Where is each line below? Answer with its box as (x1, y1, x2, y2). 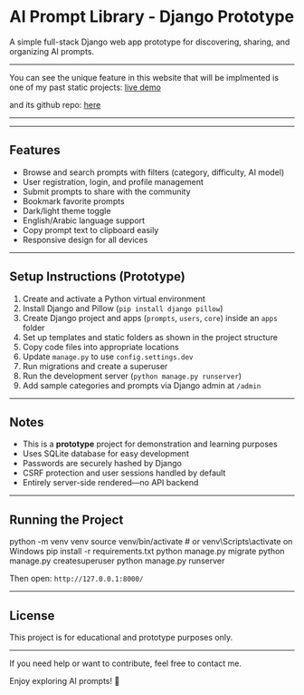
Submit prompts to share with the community (22, 186, 192, 197)
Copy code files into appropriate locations (22, 341, 179, 352)
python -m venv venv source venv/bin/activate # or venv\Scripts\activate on (9, 536, 293, 547)
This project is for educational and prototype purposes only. (9, 632, 233, 642)
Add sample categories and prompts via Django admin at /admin (22, 379, 261, 391)
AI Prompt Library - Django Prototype (9, 6, 295, 27)
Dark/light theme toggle (22, 205, 111, 216)
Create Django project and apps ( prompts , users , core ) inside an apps (22, 312, 278, 323)
